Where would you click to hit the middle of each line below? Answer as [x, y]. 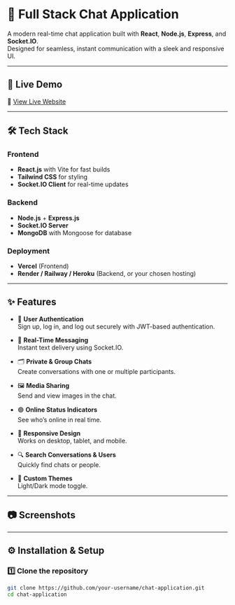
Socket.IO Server [43, 225]
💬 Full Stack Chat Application [93, 14]
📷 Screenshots [41, 515]
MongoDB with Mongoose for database [74, 232]
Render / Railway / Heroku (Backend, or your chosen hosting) [107, 274]
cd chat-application [37, 594]
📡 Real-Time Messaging [53, 340]
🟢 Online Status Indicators [57, 410]
